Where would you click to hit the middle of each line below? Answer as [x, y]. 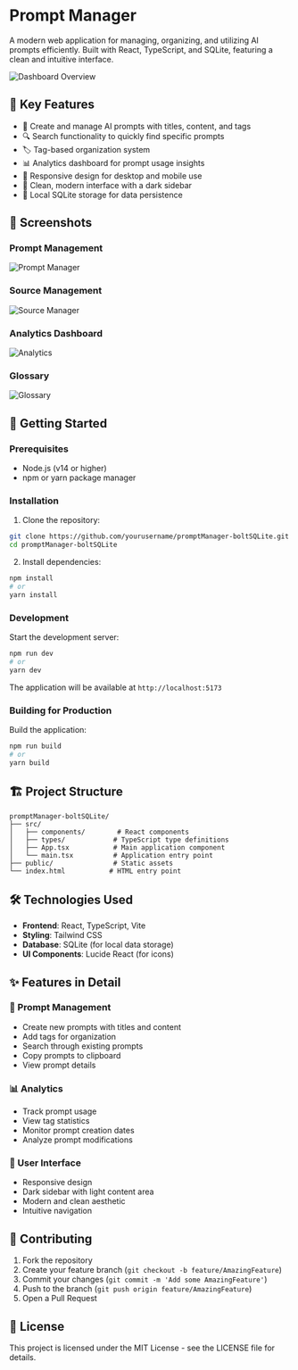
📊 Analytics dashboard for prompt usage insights [113, 162]
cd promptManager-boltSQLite [63, 545]
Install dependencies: [62, 562]
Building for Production [61, 710]
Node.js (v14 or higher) [64, 469]
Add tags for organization [69, 1036]
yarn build [29, 763]
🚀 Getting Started [58, 423]
